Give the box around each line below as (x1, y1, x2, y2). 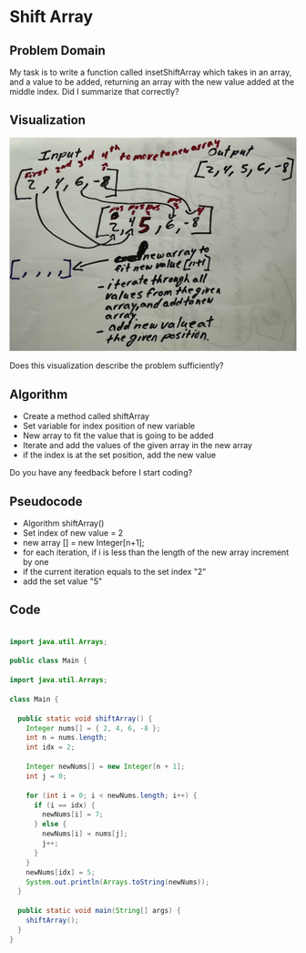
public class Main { (9, 656, 88, 666)
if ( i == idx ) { (33, 800, 96, 810)
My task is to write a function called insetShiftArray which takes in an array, (9, 67, 292, 77)
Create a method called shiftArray (22, 411, 150, 422)
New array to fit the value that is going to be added (22, 430, 214, 441)
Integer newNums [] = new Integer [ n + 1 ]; (25, 763, 186, 772)
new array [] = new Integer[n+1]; (22, 537, 145, 548)
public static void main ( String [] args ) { (17, 907, 181, 916)
